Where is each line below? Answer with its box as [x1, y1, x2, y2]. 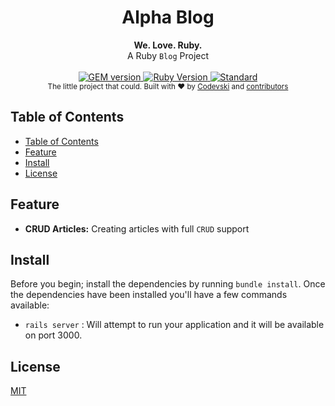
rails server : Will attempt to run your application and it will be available [24, 319, 325, 331]
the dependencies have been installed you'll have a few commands [10, 289, 288, 301]
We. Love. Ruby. [133, 39, 203, 51]
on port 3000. [24, 329, 83, 341]
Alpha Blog [121, 6, 215, 29]
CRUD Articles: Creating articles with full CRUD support [24, 222, 250, 235]
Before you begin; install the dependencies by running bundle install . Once [10, 278, 326, 290]
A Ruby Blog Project [126, 49, 210, 61]
